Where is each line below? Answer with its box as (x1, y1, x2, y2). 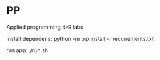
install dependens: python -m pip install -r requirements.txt (6, 35, 154, 42)
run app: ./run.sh (6, 46, 49, 54)
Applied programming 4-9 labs (6, 23, 84, 31)
